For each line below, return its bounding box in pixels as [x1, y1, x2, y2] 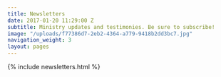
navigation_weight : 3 [7, 37, 72, 44]
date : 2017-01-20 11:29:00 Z [7, 17, 94, 24]
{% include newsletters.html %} [7, 63, 101, 71]
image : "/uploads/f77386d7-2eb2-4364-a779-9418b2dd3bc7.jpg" [7, 30, 193, 37]
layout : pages [7, 43, 50, 50]
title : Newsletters [7, 10, 66, 18]
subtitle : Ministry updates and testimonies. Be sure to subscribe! [7, 23, 215, 30]
